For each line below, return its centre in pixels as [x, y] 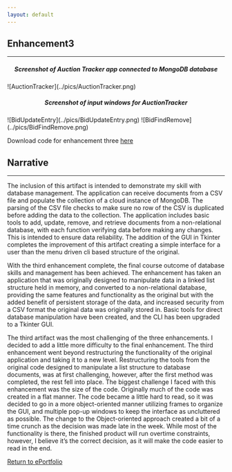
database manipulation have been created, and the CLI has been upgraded [114, 317]
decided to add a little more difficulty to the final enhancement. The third [110, 345]
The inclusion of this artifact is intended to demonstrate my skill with [104, 186]
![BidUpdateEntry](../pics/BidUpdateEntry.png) [74, 120]
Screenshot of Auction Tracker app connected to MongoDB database [116, 69]
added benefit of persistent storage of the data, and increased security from [116, 302]
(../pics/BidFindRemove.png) [48, 128]
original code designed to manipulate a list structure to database [99, 367]
